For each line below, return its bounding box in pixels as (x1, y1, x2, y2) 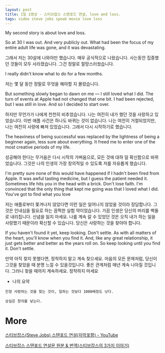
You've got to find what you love (5, 191, 71, 197)
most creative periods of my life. (5, 144, 71, 150)
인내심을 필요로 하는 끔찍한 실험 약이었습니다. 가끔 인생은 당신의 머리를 (14, 208, 150, 213)
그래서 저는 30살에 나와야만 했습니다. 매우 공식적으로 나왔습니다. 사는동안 (5, 55, 146, 61)
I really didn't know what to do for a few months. (5, 71, 103, 77)
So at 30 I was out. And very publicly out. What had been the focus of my (5, 39, 154, 45)
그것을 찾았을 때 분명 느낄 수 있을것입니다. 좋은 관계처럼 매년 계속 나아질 (5, 262, 143, 268)
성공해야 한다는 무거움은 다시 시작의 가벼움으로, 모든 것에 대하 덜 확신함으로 (5, 154, 150, 160)
